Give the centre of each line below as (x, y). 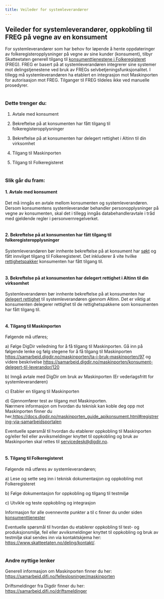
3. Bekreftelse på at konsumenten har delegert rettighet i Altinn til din (77, 278)
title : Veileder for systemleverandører (47, 10)
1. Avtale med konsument (31, 192)
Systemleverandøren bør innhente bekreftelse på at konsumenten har (75, 294)
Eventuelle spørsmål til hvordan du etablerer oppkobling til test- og (72, 527)
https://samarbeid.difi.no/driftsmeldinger (46, 591)
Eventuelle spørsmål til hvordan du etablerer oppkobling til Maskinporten (78, 431)
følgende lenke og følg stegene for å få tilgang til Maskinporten (69, 351)
